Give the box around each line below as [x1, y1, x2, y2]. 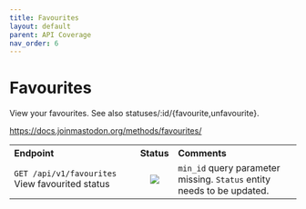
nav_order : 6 [9, 38, 59, 48]
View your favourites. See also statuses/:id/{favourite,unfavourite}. [9, 108, 260, 119]
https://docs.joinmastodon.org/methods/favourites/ [9, 125, 202, 136]
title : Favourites [9, 13, 79, 23]
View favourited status [14, 178, 110, 191]
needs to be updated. [177, 184, 270, 197]
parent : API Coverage [9, 30, 92, 39]
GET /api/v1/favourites [14, 169, 117, 179]
